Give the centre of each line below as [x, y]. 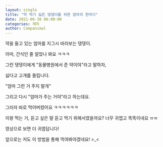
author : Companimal [26, 29]
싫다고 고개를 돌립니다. [28, 75]
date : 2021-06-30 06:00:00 [34, 19]
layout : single [21, 10]
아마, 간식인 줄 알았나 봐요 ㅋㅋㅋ [38, 54]
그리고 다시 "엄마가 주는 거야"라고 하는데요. [48, 97]
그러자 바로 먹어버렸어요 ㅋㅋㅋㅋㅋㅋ [42, 107]
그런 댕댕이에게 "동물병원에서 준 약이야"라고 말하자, [56, 65]
